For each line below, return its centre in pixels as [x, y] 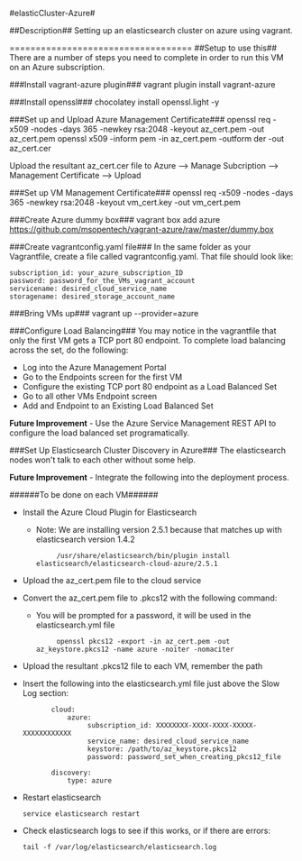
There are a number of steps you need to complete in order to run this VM [146, 57]
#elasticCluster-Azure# [52, 13]
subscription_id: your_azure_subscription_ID [96, 273]
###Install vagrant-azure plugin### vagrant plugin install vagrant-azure [143, 84]
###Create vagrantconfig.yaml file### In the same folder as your [130, 247]
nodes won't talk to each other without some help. [103, 460]
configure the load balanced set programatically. [100, 433]
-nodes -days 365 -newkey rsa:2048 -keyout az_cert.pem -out [147, 129]
